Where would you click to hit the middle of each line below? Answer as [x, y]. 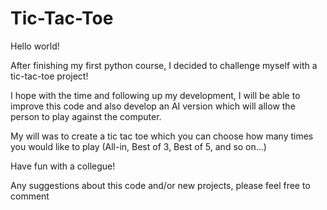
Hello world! [35, 46]
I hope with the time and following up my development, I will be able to [155, 95]
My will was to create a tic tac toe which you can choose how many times [162, 136]
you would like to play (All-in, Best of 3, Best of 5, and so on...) [138, 146]
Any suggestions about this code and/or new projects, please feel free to [160, 185]
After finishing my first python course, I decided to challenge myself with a [164, 65]
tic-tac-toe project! [49, 76]
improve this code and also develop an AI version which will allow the [153, 106]
